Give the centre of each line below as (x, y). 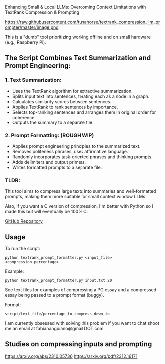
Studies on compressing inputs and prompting (79, 344)
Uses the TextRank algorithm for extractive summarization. (72, 91)
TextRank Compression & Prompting (42, 12)
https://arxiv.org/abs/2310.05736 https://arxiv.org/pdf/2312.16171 (71, 356)
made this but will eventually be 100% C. (47, 212)
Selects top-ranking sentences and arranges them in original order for (84, 112)
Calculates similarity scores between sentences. (62, 101)
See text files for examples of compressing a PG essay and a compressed (81, 290)
